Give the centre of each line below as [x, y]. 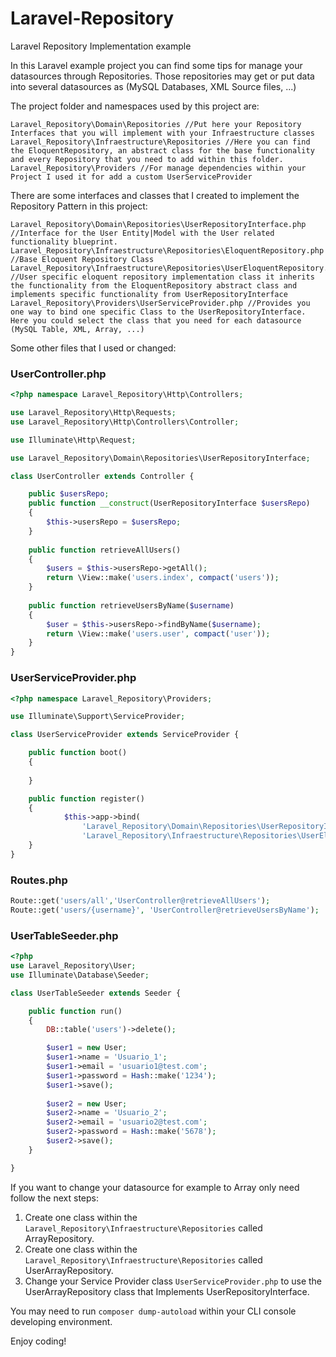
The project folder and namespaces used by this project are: [135, 106]
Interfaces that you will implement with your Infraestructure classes [162, 133]
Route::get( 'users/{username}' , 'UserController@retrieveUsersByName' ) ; [165, 910]
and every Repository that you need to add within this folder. [147, 159]
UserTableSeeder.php [64, 935]
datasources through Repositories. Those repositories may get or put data [162, 76]
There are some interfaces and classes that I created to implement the [155, 195]
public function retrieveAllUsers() [105, 550]
